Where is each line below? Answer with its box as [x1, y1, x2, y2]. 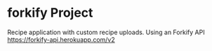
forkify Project [7, 5, 93, 21]
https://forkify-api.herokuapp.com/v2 [7, 35, 116, 43]
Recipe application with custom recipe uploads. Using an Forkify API [7, 28, 205, 36]
